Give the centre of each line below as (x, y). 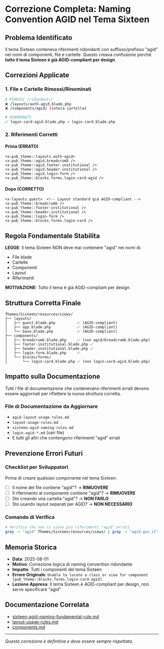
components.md (29, 627)
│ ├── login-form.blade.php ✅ (43, 353)
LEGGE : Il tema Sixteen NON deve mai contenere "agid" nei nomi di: (73, 248)
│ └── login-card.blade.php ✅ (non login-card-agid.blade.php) (78, 362)
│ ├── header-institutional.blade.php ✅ (49, 349)
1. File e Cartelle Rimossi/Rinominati (48, 89)
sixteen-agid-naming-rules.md (43, 428)
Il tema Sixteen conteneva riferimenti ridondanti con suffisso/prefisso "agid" (82, 49)
